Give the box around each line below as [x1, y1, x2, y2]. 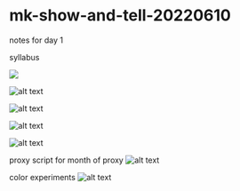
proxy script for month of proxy [9, 155, 124, 165]
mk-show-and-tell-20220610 [9, 5, 231, 26]
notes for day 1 [9, 35, 64, 45]
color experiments [9, 171, 76, 182]
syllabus [9, 52, 40, 62]
